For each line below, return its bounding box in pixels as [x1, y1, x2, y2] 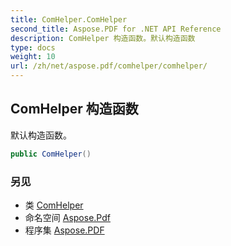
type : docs [10, 42, 56, 53]
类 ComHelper [24, 199, 84, 211]
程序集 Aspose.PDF [24, 224, 105, 236]
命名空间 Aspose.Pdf [24, 211, 111, 223]
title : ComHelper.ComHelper [10, 14, 128, 25]
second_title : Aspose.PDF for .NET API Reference [10, 24, 222, 34]
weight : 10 [10, 52, 56, 62]
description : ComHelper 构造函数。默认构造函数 [10, 33, 196, 43]
